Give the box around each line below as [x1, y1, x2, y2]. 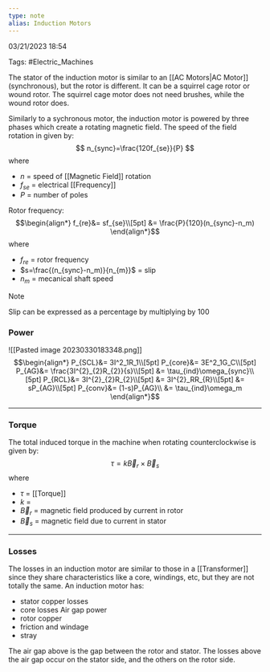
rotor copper [19, 613, 63, 623]
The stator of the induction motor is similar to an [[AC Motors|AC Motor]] [8, 72, 249, 82]
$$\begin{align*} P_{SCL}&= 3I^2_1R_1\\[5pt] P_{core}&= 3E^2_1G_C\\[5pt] [13, 358, 257, 368]
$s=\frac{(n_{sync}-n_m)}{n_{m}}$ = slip [19, 266, 157, 275]
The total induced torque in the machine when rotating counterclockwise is [8, 438, 256, 447]
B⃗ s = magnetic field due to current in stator [19, 516, 167, 527]
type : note [8, 11, 45, 20]
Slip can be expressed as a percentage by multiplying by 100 [8, 307, 211, 316]
